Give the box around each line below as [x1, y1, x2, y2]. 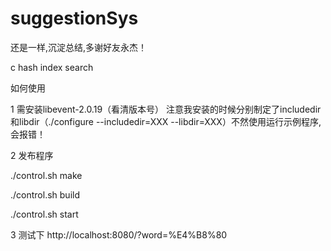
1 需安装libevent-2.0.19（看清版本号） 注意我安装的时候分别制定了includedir [10, 103, 322, 115]
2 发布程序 [10, 149, 54, 161]
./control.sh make [10, 169, 83, 181]
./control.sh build [10, 188, 80, 201]
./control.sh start [10, 208, 79, 220]
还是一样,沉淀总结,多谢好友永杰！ [10, 41, 148, 53]
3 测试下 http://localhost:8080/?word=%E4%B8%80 [10, 228, 228, 241]
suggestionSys [10, 7, 139, 30]
